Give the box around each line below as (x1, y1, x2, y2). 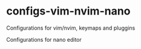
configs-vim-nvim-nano (6, 4, 131, 18)
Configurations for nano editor (6, 36, 82, 43)
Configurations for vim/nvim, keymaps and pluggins (6, 24, 136, 31)
